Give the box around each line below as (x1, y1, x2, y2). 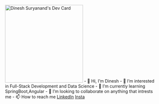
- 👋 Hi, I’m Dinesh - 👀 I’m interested (84, 78, 155, 84)
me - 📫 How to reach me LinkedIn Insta (5, 94, 85, 100)
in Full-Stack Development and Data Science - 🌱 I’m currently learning (5, 83, 145, 89)
